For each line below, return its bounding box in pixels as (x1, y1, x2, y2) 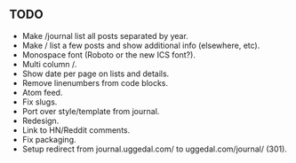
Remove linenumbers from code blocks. (21, 77, 169, 88)
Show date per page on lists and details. (21, 68, 170, 79)
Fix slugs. (21, 97, 58, 107)
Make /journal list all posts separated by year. (21, 30, 188, 41)
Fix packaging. (21, 134, 77, 144)
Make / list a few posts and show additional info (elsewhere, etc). (21, 40, 260, 50)
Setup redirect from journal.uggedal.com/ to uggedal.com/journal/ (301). (21, 144, 287, 154)
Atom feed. (21, 87, 63, 97)
